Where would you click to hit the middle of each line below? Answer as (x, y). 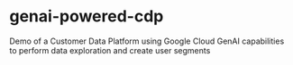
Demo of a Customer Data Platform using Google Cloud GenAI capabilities (147, 41)
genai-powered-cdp (87, 16)
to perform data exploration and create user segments (110, 50)
